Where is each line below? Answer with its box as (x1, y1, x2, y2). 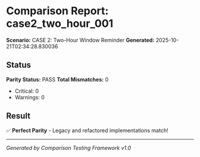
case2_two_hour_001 (6, 17, 114, 30)
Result (6, 111, 31, 121)
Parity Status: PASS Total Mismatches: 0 (6, 76, 109, 83)
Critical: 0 (14, 87, 39, 95)
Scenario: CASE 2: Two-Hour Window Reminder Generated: (6, 36, 155, 43)
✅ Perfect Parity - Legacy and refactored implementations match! (6, 127, 168, 134)
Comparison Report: (6, 4, 109, 18)
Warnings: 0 (14, 93, 45, 101)
